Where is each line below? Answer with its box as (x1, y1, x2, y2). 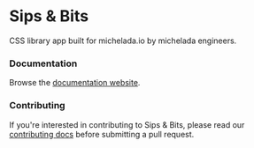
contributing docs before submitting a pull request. (9, 129, 195, 139)
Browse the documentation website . (9, 78, 141, 88)
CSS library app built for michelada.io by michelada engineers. (9, 35, 237, 46)
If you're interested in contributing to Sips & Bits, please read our (9, 119, 245, 129)
